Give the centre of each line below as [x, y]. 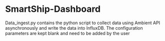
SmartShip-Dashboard [53, 9]
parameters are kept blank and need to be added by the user [68, 33]
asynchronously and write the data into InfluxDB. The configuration [74, 28]
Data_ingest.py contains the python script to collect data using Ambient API [83, 23]
